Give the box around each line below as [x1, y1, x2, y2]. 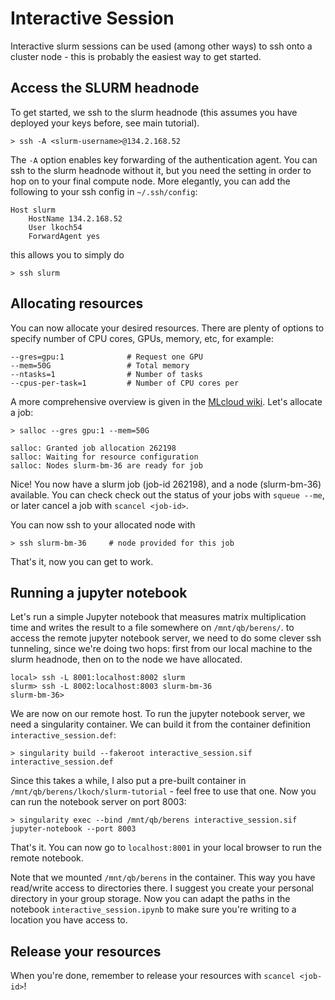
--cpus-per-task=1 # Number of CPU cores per [10, 378, 240, 388]
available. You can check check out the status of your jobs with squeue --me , [10, 488, 325, 501]
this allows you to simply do [10, 248, 125, 261]
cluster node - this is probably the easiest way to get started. [10, 50, 262, 62]
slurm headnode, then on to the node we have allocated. [10, 653, 243, 666]
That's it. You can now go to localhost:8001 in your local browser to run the [10, 842, 322, 854]
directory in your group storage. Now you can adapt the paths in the [10, 893, 291, 905]
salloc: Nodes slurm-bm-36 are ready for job [10, 460, 203, 471]
